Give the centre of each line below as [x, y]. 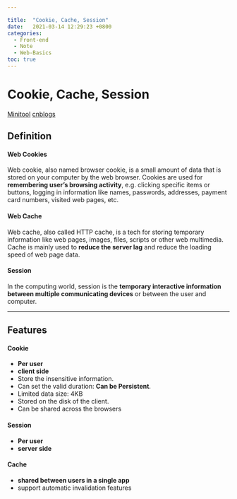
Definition [29, 136]
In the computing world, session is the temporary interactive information [114, 286]
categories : [25, 33]
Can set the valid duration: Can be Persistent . [84, 387]
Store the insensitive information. [66, 379]
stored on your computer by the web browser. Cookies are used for [105, 177]
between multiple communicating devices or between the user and [107, 293]
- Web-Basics [33, 53]
